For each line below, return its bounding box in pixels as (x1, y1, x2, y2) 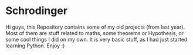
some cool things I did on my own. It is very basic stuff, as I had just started (5, 36, 188, 43)
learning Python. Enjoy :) (5, 42, 65, 49)
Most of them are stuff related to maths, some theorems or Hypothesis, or (5, 29, 184, 36)
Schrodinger (5, 4, 68, 18)
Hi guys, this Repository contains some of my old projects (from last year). (5, 23, 185, 30)
